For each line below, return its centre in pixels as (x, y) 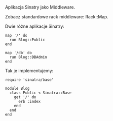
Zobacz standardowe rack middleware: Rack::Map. (57, 17)
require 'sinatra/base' (30, 80)
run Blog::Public (27, 40)
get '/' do (25, 97)
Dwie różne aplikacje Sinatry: (35, 26)
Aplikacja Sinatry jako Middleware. (40, 7)
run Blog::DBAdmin (29, 57)
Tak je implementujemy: (29, 71)
